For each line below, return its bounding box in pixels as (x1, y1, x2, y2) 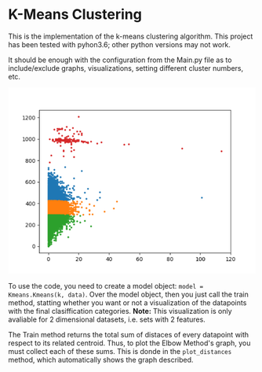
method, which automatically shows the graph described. (8, 355, 194, 364)
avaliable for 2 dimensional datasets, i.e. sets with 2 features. (8, 315, 206, 324)
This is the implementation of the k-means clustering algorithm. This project (8, 31, 253, 41)
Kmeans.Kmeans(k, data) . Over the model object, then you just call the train (8, 289, 249, 299)
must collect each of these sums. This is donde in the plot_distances (8, 346, 232, 355)
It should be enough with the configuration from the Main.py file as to (8, 55, 232, 64)
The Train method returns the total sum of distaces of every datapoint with (8, 330, 249, 339)
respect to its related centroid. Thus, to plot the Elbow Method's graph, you (8, 338, 251, 348)
